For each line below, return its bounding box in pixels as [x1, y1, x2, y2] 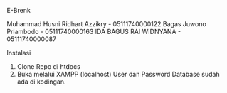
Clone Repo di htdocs [16, 62, 81, 70]
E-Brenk [6, 6, 31, 14]
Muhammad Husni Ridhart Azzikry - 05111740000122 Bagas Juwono [6, 20, 207, 28]
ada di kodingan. [16, 77, 66, 86]
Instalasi [6, 49, 31, 57]
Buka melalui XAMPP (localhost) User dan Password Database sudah [16, 70, 220, 78]
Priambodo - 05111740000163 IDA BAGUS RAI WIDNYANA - [6, 28, 181, 35]
